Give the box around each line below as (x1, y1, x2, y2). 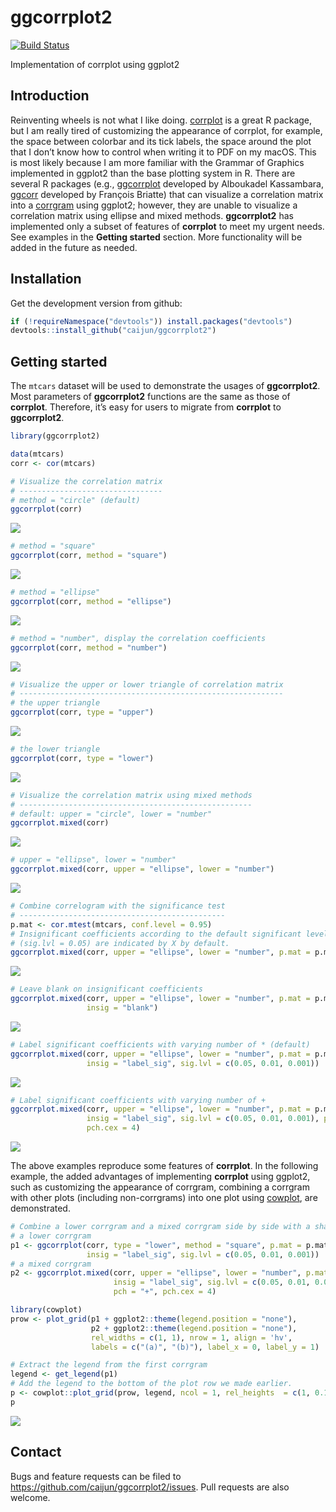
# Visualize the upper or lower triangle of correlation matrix (10, 679, 284, 690)
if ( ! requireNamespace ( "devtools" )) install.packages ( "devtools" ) (10, 316, 293, 326)
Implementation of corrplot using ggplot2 (10, 58, 180, 70)
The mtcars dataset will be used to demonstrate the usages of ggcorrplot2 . (10, 380, 321, 392)
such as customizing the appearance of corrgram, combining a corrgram (10, 1181, 310, 1193)
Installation (10, 271, 82, 288)
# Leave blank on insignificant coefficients (10, 984, 203, 995)
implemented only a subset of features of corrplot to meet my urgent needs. (10, 220, 325, 232)
